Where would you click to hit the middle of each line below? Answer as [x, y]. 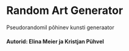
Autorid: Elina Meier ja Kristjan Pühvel [55, 41]
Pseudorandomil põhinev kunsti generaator [60, 27]
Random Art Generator [65, 11]
